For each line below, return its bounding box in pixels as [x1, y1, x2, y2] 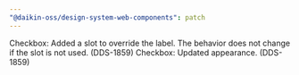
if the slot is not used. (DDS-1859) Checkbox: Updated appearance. [9, 46, 258, 58]
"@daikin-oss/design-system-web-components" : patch [9, 12, 205, 22]
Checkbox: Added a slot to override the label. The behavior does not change [9, 37, 291, 48]
